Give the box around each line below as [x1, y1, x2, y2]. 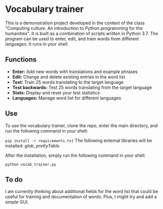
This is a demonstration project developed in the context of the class [5, 20, 145, 26]
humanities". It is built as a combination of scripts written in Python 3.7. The [5, 30, 158, 36]
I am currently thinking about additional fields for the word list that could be [5, 189, 158, 195]
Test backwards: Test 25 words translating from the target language [12, 84, 152, 90]
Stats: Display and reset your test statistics [12, 89, 100, 95]
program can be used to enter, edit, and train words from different [5, 36, 139, 42]
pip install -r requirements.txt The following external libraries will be [5, 138, 152, 143]
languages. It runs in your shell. [5, 41, 69, 47]
